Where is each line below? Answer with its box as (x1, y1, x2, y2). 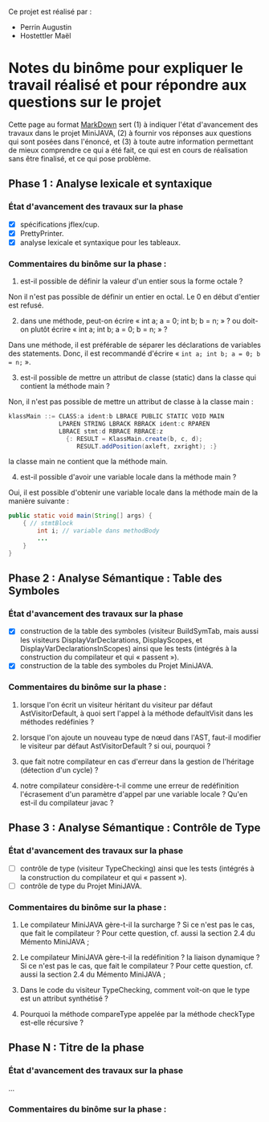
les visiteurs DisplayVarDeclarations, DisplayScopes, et (19, 635, 203, 645)
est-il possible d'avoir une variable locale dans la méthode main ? (19, 472, 237, 482)
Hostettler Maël (19, 31, 71, 40)
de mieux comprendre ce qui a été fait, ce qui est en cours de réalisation (8, 145, 248, 155)
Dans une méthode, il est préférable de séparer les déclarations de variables (8, 341, 261, 350)
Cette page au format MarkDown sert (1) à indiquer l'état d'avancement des (8, 120, 259, 129)
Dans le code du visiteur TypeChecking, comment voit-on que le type (19, 985, 251, 994)
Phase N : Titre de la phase (8, 1041, 145, 1055)
